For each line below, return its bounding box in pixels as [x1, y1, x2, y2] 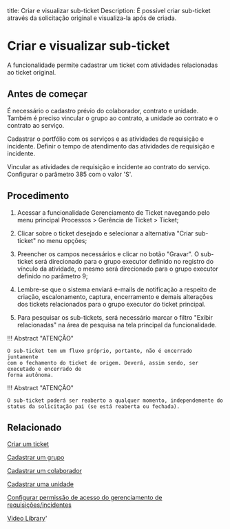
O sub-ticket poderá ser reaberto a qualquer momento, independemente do [7, 397, 224, 404]
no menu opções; [37, 236, 87, 244]
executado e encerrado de [7, 365, 81, 372]
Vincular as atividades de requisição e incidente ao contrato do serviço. [7, 162, 211, 171]
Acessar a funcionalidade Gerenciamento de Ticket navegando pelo [17, 208, 210, 217]
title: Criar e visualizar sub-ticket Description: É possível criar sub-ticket [7, 7, 211, 15]
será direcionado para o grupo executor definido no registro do [34, 257, 214, 265]
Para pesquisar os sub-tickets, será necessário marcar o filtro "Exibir [17, 313, 213, 321]
